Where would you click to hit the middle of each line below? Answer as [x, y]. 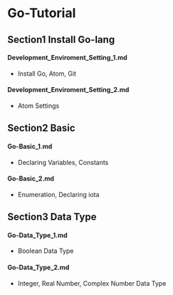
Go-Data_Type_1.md [37, 235]
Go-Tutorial [42, 13]
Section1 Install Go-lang [61, 40]
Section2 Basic [42, 128]
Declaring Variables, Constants [63, 162]
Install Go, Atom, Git [47, 74]
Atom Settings [38, 106]
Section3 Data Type [52, 217]
